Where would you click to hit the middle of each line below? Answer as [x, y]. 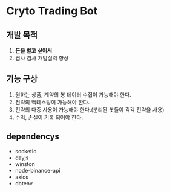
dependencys [33, 137]
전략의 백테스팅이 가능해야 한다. [52, 102]
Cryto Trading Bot [52, 11]
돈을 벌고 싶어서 [34, 50]
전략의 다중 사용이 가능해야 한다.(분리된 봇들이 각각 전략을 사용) [90, 109]
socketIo [26, 151]
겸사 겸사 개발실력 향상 [42, 58]
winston [25, 164]
